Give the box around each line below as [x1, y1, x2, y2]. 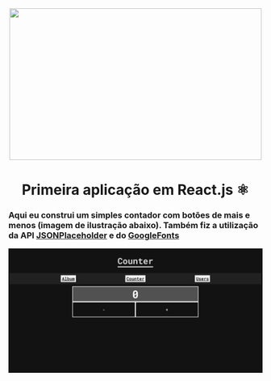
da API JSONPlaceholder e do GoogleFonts [8, 230, 180, 241]
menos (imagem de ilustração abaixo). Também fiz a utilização [8, 220, 259, 231]
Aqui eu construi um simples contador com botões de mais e [8, 210, 250, 221]
